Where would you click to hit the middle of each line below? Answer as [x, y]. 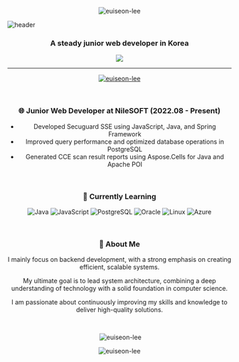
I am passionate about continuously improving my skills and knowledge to [119, 302]
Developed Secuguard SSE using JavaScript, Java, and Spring [124, 126]
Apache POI [124, 164]
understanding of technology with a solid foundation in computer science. [119, 289]
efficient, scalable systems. [119, 267]
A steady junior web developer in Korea [119, 43]
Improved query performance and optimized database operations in [124, 142]
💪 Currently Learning [119, 196]
